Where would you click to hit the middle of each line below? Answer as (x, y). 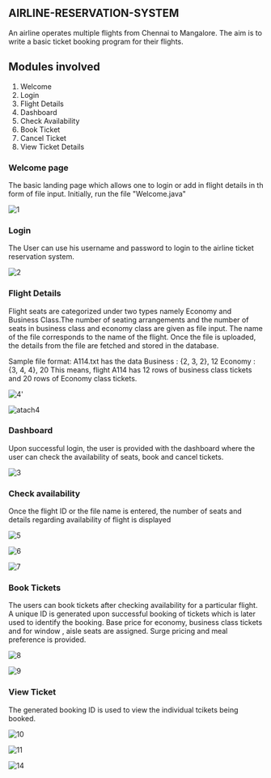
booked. (22, 718)
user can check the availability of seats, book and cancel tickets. (116, 457)
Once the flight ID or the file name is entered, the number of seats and (125, 511)
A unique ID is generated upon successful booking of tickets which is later (132, 614)
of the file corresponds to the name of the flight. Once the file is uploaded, (132, 337)
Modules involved (55, 67)
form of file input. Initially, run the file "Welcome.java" (97, 193)
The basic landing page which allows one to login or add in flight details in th (136, 185)
